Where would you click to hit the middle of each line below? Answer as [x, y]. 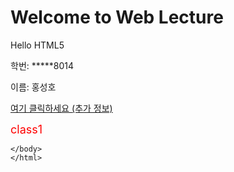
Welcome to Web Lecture [117, 17]
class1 [26, 129]
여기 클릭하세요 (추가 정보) [61, 108]
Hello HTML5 [37, 45]
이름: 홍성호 [33, 87]
